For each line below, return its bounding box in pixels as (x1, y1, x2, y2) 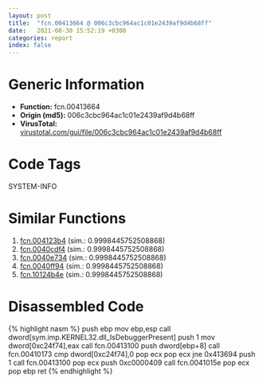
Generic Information (8, 76, 145, 94)
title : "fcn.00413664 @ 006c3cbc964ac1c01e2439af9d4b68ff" (8, 19, 213, 27)
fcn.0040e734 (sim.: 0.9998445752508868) (19, 253, 167, 262)
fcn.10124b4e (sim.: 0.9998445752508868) (19, 269, 163, 279)
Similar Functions (8, 210, 126, 228)
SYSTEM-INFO (8, 182, 57, 191)
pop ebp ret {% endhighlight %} (8, 366, 113, 375)
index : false (8, 41, 52, 49)
